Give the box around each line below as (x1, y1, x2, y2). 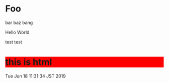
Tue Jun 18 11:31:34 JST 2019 (5, 73, 66, 79)
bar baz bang (5, 19, 33, 25)
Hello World (5, 29, 30, 35)
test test (5, 38, 23, 45)
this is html (5, 56, 52, 68)
